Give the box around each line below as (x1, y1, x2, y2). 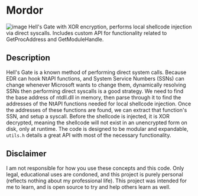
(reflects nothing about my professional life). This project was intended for (6, 177, 187, 184)
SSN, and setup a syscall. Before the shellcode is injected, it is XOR (6, 113, 170, 120)
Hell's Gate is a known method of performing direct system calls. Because (6, 69, 187, 76)
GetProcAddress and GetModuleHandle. (6, 36, 104, 43)
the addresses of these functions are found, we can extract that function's (6, 106, 187, 113)
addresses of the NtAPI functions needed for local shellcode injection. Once (6, 100, 191, 107)
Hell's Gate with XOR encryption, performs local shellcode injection (28, 23, 192, 30)
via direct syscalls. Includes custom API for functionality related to (6, 29, 167, 36)
